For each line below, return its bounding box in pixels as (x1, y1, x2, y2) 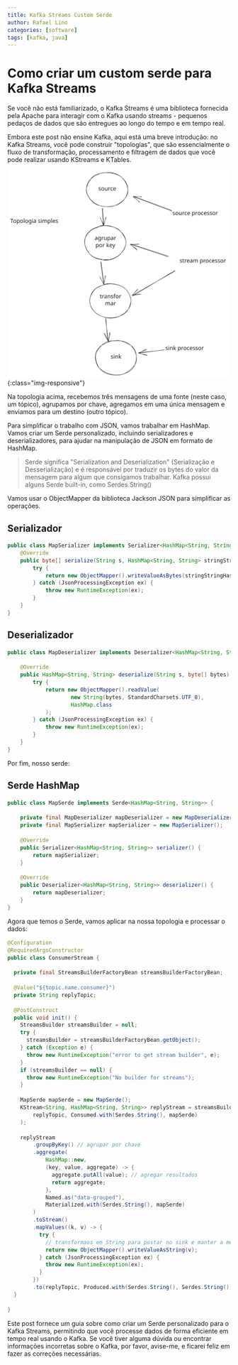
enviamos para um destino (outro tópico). (7, 408, 128, 416)
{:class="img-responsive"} (7, 379, 86, 387)
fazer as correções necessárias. (7, 1349, 101, 1358)
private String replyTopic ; (13, 991, 97, 999)
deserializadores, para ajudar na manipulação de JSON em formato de (7, 437, 213, 445)
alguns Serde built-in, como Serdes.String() (24, 480, 152, 489)
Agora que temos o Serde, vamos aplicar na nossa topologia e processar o (7, 917, 225, 925)
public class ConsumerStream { (7, 954, 100, 962)
